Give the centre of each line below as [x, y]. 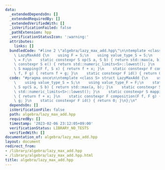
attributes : [22, 42]
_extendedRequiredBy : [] [35, 19]
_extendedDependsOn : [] [34, 14]
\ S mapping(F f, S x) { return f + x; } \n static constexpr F [83, 69]
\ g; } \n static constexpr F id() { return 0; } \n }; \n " [76, 101]
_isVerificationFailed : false [40, 28]
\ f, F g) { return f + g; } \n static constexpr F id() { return [85, 73]
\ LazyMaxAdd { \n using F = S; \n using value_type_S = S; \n [83, 55]
